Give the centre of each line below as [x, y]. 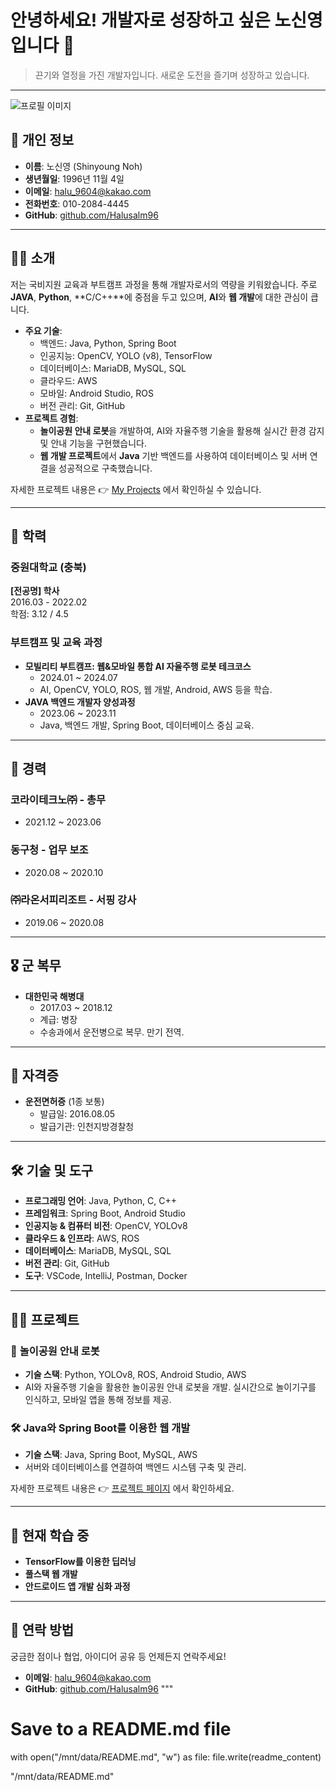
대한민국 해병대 [54, 996]
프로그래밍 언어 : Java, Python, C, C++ [100, 1201]
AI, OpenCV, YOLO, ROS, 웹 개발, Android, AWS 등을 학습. [156, 689]
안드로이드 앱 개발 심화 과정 [77, 1587]
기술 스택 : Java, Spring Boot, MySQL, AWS [111, 1455]
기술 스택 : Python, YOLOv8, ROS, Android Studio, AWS [135, 1374]
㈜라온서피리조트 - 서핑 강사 [73, 900]
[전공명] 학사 [35, 591]
